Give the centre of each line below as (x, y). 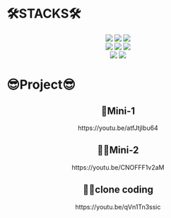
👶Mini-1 (118, 111)
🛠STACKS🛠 (44, 14)
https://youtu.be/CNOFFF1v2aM (118, 167)
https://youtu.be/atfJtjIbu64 (118, 128)
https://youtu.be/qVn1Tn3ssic (118, 207)
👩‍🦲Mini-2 (118, 150)
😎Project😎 (41, 85)
